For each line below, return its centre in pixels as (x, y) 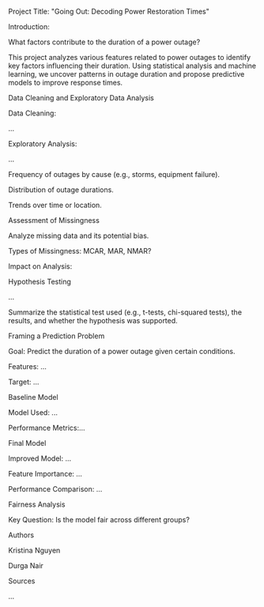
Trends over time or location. (55, 205)
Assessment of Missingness (54, 220)
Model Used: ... (33, 413)
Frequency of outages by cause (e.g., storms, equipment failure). (114, 174)
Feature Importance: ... (45, 474)
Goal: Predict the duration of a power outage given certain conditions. (122, 351)
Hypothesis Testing (40, 281)
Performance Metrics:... (47, 428)
